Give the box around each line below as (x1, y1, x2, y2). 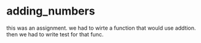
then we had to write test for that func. (6, 30, 104, 38)
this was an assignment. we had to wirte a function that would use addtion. (6, 24, 196, 31)
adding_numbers (6, 4, 95, 18)
